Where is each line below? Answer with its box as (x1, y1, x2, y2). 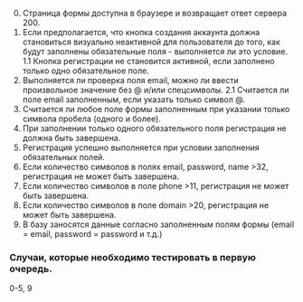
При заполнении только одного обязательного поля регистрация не (22, 123, 287, 134)
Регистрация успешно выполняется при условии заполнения (22, 142, 260, 153)
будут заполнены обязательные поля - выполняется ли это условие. (22, 46, 288, 57)
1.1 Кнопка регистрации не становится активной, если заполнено (22, 56, 275, 66)
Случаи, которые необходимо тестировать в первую (9, 250, 256, 263)
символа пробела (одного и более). (22, 113, 161, 124)
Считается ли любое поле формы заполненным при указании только (22, 104, 290, 114)
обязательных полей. (22, 152, 106, 162)
